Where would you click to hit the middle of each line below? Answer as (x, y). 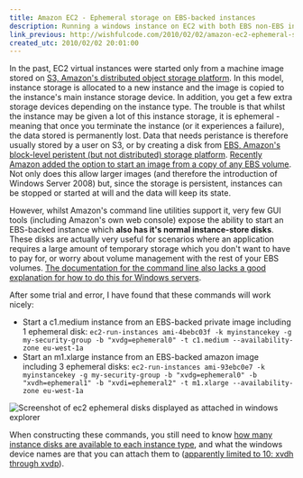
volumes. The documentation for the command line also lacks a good (138, 268)
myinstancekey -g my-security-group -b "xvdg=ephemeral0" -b (140, 375)
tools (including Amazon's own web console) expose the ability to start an (147, 220)
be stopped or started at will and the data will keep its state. (120, 193)
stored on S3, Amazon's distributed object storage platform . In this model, (147, 78)
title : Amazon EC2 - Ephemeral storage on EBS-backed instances (133, 18)
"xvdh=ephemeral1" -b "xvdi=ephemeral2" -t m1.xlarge (125, 383)
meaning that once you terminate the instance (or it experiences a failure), (147, 126)
